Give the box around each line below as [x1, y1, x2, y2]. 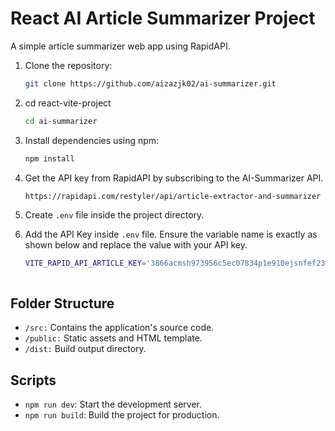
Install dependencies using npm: [24, 134, 160, 146]
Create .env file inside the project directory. [24, 209, 205, 221]
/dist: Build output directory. [24, 343, 147, 355]
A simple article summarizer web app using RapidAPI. [10, 40, 231, 52]
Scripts [10, 372, 57, 389]
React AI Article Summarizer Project [10, 7, 316, 30]
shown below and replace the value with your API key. [24, 239, 248, 251]
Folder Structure [10, 295, 115, 312]
